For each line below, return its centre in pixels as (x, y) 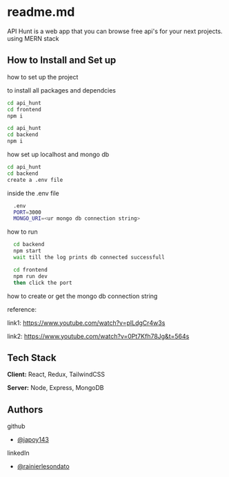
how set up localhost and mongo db (58, 154)
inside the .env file (33, 193)
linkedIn (18, 453)
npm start (27, 251)
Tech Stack (32, 358)
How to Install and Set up (62, 60)
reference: (22, 309)
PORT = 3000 (27, 212)
